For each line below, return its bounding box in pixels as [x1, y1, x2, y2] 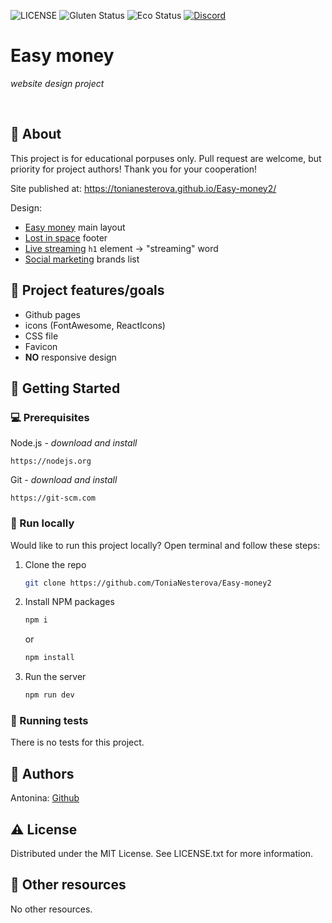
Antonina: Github [10, 792, 80, 804]
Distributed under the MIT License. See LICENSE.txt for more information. [10, 847, 314, 859]
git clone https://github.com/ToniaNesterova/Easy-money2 [24, 578, 272, 588]
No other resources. [10, 903, 93, 915]
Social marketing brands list [24, 253, 140, 265]
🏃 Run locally [10, 516, 75, 530]
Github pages [24, 308, 81, 320]
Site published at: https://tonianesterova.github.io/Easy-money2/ [10, 182, 277, 194]
